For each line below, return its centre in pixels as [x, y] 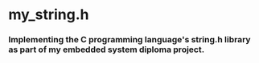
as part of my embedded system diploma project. [107, 49]
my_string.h [49, 15]
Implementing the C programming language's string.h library [129, 40]
